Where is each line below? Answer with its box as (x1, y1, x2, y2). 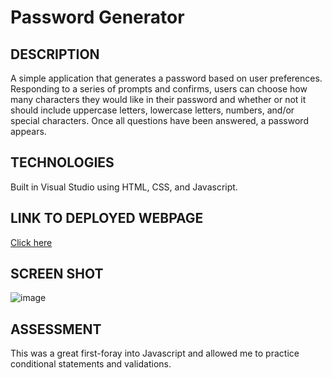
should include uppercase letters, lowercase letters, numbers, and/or (10, 104, 295, 116)
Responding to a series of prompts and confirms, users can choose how (10, 83, 308, 95)
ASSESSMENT (10, 321, 102, 338)
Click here (10, 236, 53, 248)
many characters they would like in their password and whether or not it (10, 94, 307, 105)
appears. (10, 126, 47, 137)
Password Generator (10, 6, 185, 29)
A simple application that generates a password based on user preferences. (10, 72, 323, 84)
